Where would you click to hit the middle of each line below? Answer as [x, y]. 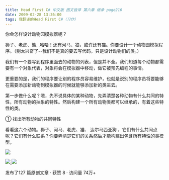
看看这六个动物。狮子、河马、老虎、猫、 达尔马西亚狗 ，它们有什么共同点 [81, 130]
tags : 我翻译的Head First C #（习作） [42, 19]
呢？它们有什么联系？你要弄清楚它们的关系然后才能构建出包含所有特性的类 [82, 136]
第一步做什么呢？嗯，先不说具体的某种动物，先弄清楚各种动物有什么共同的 [82, 96]
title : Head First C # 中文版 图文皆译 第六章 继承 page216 [64, 10]
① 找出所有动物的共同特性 [33, 119]
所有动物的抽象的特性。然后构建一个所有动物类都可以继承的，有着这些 [87, 102]
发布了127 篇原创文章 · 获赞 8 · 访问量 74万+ [51, 173]
